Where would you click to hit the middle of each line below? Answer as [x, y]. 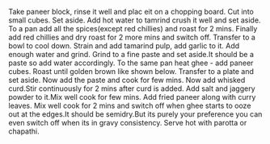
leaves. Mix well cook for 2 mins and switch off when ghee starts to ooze [130, 105]
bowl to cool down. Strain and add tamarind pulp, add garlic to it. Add [124, 46]
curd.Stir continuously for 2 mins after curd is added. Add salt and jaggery [132, 88]
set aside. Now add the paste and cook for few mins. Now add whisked [127, 80]
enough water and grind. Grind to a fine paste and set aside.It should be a [131, 54]
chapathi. [24, 131]
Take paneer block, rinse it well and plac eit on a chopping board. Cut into [131, 12]
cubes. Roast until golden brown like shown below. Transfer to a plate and [131, 71]
